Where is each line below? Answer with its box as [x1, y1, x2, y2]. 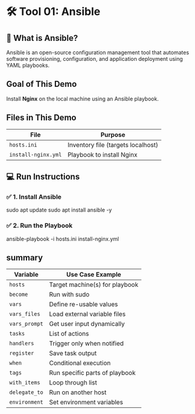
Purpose [100, 130, 126, 139]
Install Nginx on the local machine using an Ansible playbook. [6, 95, 159, 102]
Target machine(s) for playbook [49, 281, 138, 289]
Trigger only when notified [49, 339, 124, 348]
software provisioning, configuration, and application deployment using [6, 55, 184, 62]
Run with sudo [49, 290, 90, 299]
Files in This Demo [6, 113, 76, 123]
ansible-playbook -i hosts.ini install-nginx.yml [6, 235, 119, 242]
